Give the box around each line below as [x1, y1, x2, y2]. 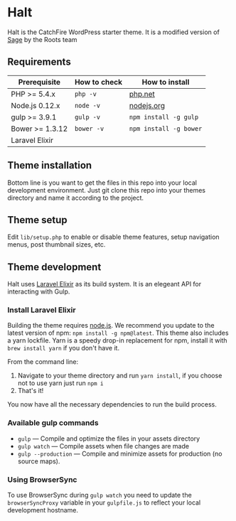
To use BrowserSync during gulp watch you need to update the [7, 491, 192, 500]
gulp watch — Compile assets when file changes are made [17, 441, 190, 450]
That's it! [17, 387, 44, 395]
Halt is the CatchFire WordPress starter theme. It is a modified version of [7, 28, 220, 36]
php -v [74, 90, 97, 98]
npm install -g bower [129, 124, 203, 132]
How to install [141, 77, 190, 87]
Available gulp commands [7, 418, 99, 428]
